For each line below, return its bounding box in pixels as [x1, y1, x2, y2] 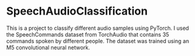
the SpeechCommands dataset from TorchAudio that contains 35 [6, 30, 169, 38]
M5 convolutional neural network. [6, 44, 91, 51]
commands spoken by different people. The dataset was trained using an [6, 37, 190, 44]
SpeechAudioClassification [6, 4, 148, 18]
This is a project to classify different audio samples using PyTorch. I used [6, 24, 190, 32]
